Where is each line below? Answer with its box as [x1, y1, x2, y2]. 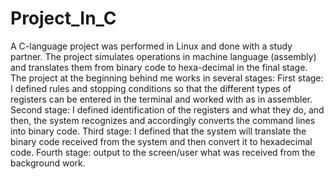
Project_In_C [10, 7, 117, 30]
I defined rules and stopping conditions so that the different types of [10, 82, 292, 94]
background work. [10, 157, 86, 169]
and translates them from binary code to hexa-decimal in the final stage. [10, 61, 308, 73]
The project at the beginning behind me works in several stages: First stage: [10, 72, 324, 84]
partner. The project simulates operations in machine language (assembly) [10, 50, 317, 62]
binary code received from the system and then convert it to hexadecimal [10, 135, 313, 147]
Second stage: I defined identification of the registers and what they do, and [10, 103, 325, 116]
